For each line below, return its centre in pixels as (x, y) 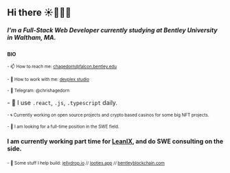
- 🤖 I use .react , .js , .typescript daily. (62, 103)
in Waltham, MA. (32, 37)
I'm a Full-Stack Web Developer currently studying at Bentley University (112, 30)
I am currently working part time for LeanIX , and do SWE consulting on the (115, 141)
